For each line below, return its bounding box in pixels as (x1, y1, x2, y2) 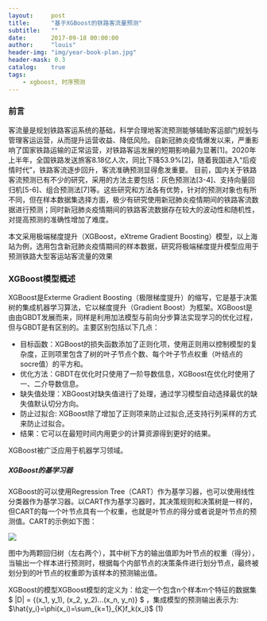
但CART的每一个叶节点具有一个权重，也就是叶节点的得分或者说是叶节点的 (8, 507, 250, 516)
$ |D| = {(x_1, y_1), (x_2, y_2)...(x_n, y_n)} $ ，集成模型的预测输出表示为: (8, 595, 239, 604)
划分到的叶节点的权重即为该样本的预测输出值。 (8, 569, 161, 578)
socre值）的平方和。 (19, 359, 87, 369)
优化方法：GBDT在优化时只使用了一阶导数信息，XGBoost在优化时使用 (19, 369, 249, 379)
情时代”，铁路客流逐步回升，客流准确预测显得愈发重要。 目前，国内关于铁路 (8, 164, 257, 175)
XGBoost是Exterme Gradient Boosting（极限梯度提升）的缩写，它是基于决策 (8, 293, 257, 303)
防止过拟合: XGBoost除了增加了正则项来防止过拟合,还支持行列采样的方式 (19, 409, 257, 418)
